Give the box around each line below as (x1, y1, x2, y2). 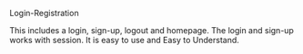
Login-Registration (9, 8, 79, 18)
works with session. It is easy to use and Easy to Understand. (9, 35, 239, 45)
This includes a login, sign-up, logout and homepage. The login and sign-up (9, 25, 294, 35)
